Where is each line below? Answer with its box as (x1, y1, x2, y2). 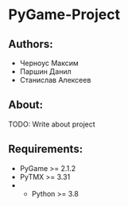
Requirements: (8, 142, 83, 156)
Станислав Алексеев (19, 76, 91, 84)
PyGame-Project (8, 6, 121, 24)
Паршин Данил (19, 67, 72, 76)
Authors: (8, 37, 53, 51)
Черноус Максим (19, 58, 80, 68)
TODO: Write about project (8, 119, 95, 129)
